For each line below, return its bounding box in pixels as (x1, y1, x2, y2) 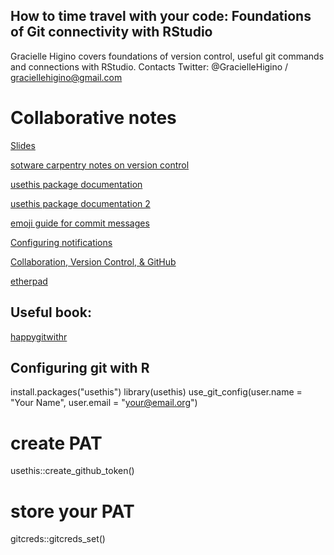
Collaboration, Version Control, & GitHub (10, 255, 177, 268)
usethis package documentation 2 (10, 197, 151, 209)
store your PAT (10, 500, 135, 523)
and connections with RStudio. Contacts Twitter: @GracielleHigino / (10, 60, 289, 73)
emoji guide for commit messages (10, 217, 150, 229)
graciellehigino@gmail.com (10, 71, 123, 83)
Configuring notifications (10, 236, 113, 248)
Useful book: (10, 304, 92, 321)
